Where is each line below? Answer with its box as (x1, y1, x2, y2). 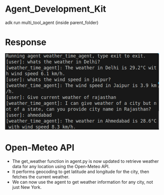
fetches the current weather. (12, 174, 70, 180)
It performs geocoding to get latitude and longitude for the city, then (12, 169, 150, 174)
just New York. (12, 184, 42, 190)
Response (5, 37, 47, 48)
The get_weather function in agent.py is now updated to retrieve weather (12, 158, 159, 164)
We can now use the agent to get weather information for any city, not (12, 179, 153, 185)
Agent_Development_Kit (5, 3, 106, 15)
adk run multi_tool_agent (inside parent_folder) (5, 20, 99, 25)
